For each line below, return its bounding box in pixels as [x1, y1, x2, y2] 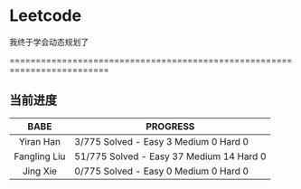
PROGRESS [146, 119, 195, 132]
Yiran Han [18, 135, 61, 147]
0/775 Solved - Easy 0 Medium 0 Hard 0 [74, 165, 249, 177]
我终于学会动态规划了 [9, 36, 89, 47]
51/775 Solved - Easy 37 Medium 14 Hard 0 [74, 150, 267, 163]
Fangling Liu [14, 150, 66, 163]
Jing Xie [22, 165, 57, 177]
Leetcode [9, 5, 82, 26]
